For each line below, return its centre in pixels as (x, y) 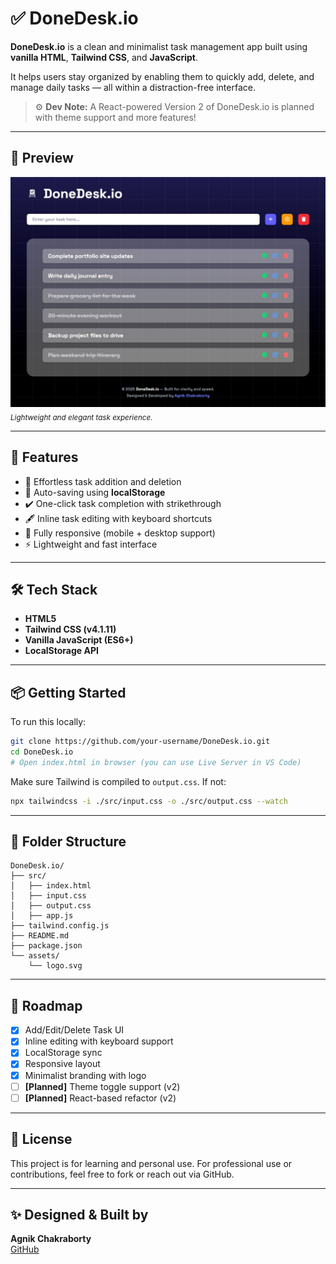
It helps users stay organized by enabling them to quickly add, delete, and (162, 76)
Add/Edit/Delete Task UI (74, 1030)
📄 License (41, 1139)
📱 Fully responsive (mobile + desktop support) (120, 533)
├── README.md (40, 936)
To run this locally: (48, 722)
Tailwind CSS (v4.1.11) (70, 629)
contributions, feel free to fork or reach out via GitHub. (122, 1174)
